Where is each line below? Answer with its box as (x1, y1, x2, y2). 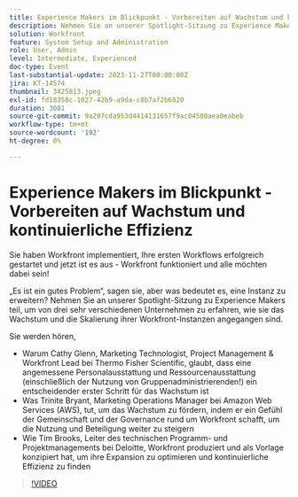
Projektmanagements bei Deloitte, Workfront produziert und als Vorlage (21, 442, 284, 453)
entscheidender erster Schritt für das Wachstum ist (21, 385, 210, 396)
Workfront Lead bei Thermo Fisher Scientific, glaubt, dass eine (21, 357, 252, 368)
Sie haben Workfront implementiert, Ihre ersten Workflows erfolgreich (9, 249, 264, 260)
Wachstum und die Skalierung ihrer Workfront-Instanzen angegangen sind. (9, 314, 284, 324)
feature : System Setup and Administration (9, 37, 169, 47)
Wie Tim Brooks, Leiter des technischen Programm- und (21, 432, 228, 443)
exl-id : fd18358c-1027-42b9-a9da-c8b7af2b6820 (9, 95, 184, 105)
